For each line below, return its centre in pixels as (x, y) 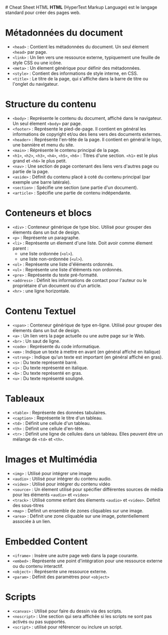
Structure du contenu (51, 104)
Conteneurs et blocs (48, 213)
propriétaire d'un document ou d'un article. (57, 285)
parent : (21, 248)
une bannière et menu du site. (43, 144)
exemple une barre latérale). (42, 182)
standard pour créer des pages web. (43, 13)
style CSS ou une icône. (37, 63)
